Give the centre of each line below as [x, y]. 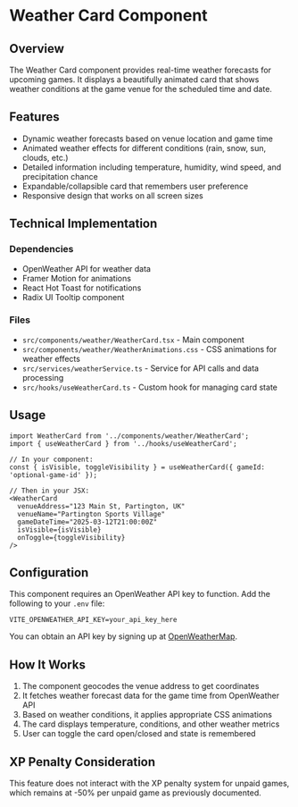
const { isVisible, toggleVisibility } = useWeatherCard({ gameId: [137, 467]
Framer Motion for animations [77, 278]
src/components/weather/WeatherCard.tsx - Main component [133, 340]
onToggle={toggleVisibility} [71, 537]
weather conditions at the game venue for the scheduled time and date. [141, 89]
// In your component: [51, 459]
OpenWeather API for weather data [87, 268]
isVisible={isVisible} [59, 530]
